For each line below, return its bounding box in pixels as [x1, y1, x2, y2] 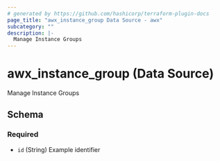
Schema [7, 109, 44, 121]
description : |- [7, 29, 54, 37]
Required [7, 130, 39, 139]
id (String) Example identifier [17, 145, 101, 153]
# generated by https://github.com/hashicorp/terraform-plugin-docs [7, 10, 210, 17]
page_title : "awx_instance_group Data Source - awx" [7, 17, 163, 24]
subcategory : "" [7, 23, 54, 30]
